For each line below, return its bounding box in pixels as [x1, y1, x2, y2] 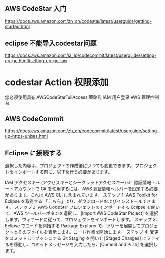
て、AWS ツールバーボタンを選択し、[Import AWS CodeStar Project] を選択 [5, 210, 159, 216]
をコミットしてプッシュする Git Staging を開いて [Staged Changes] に [5, 235, 147, 241]
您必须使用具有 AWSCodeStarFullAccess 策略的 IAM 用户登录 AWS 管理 [5, 94, 150, 100]
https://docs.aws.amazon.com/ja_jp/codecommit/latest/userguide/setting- [5, 52, 157, 58]
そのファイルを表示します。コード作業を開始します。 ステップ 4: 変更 [18, 229, 159, 235]
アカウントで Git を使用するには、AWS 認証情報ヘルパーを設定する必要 [13, 186, 158, 192]
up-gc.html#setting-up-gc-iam [5, 57, 68, 63]
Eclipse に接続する [5, 149, 62, 157]
